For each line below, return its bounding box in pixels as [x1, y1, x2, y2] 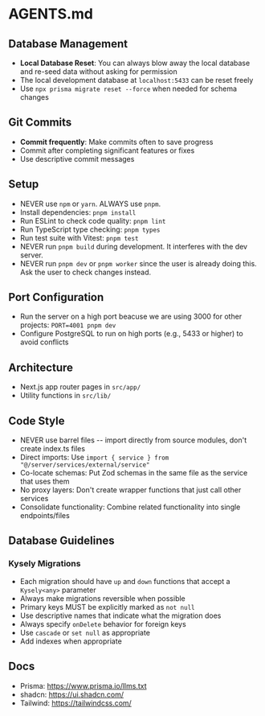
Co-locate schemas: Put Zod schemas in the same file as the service [19, 468, 248, 478]
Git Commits [8, 116, 72, 130]
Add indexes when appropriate [19, 636, 122, 646]
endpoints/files [19, 511, 70, 521]
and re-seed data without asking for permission [19, 67, 178, 76]
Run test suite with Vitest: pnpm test [19, 232, 139, 242]
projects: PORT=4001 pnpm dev [19, 320, 116, 330]
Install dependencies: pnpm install [19, 207, 137, 217]
